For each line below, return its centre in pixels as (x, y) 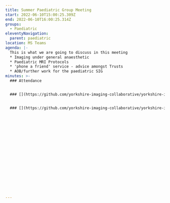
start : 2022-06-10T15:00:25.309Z (40, 15)
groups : (13, 24)
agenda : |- (17, 48)
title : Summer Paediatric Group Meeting (49, 10)
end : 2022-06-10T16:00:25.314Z (38, 19)
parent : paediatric (30, 39)
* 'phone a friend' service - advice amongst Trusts (67, 66)
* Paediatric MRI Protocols (39, 62)
